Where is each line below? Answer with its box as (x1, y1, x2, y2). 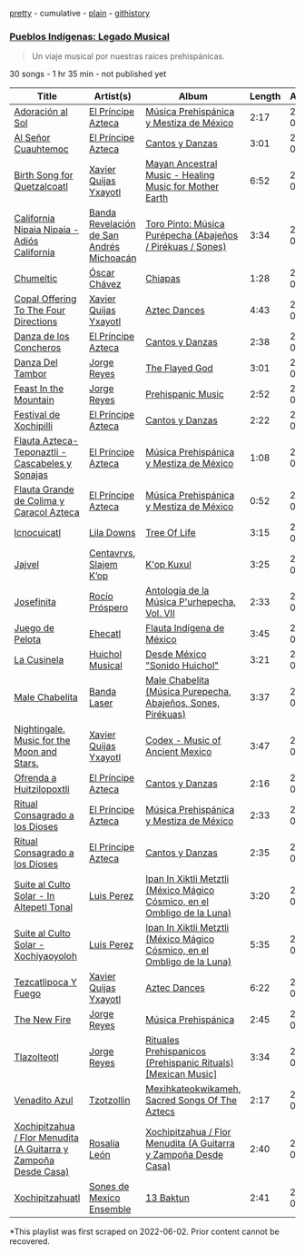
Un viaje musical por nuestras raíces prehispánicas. (31, 51, 225, 62)
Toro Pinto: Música (144, 218, 225, 231)
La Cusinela (14, 654, 64, 666)
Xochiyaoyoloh (14, 950, 77, 963)
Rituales (144, 1034, 180, 1047)
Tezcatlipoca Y (14, 976, 77, 989)
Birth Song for (14, 169, 74, 182)
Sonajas (14, 469, 48, 481)
